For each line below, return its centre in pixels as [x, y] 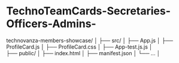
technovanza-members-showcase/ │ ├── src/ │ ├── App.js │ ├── [90, 40]
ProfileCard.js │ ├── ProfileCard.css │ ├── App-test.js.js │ [79, 47]
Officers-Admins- [51, 24]
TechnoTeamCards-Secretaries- [88, 11]
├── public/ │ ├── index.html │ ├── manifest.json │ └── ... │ [83, 53]
